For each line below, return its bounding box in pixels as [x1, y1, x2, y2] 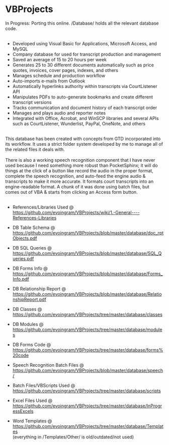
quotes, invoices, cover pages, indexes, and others [12, 67, 118, 73]
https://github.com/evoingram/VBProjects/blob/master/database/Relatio [12, 291, 162, 297]
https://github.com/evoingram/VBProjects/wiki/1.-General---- [12, 209, 140, 215]
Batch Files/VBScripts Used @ [12, 382, 75, 388]
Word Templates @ [12, 418, 52, 424]
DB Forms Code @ [12, 342, 51, 348]
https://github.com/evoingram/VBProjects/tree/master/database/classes [12, 311, 162, 317]
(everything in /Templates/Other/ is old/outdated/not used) [12, 433, 134, 440]
